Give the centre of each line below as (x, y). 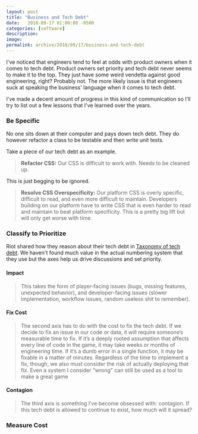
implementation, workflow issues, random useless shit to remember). (105, 298)
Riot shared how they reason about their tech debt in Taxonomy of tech (93, 247)
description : (22, 34)
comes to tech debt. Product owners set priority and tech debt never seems (99, 68)
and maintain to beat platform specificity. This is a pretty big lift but (103, 212)
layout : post (22, 12)
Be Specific (23, 121)
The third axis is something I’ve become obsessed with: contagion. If (105, 404)
